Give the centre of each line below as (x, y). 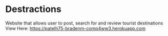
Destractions (33, 9)
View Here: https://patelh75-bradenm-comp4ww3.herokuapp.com (76, 28)
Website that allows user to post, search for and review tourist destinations (84, 23)
